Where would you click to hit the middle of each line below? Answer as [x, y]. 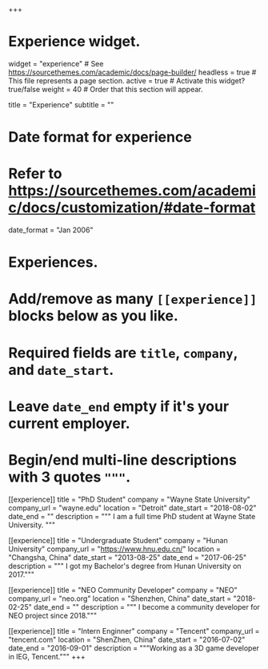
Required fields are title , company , [123, 353]
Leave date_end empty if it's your [119, 406]
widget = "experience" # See [56, 63]
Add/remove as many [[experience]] [133, 299]
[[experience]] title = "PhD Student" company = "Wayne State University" [129, 499]
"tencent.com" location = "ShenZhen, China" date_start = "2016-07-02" [127, 639]
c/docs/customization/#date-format [132, 208]
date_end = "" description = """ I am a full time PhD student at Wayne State [132, 516]
